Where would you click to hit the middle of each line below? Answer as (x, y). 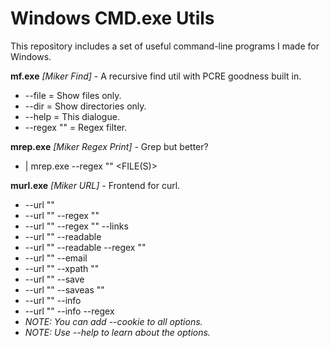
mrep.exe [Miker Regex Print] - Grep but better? (109, 146)
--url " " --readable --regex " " (85, 247)
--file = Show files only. (73, 95)
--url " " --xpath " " (62, 268)
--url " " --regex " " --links (76, 226)
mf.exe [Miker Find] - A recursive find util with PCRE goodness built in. (156, 76)
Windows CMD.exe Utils (112, 18)
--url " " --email (56, 258)
